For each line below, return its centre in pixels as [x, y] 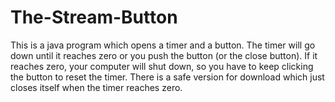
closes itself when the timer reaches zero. [96, 87]
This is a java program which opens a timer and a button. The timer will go [163, 45]
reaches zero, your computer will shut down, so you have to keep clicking [162, 66]
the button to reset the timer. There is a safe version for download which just [167, 77]
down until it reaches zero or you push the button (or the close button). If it [164, 55]
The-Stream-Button [94, 17]
